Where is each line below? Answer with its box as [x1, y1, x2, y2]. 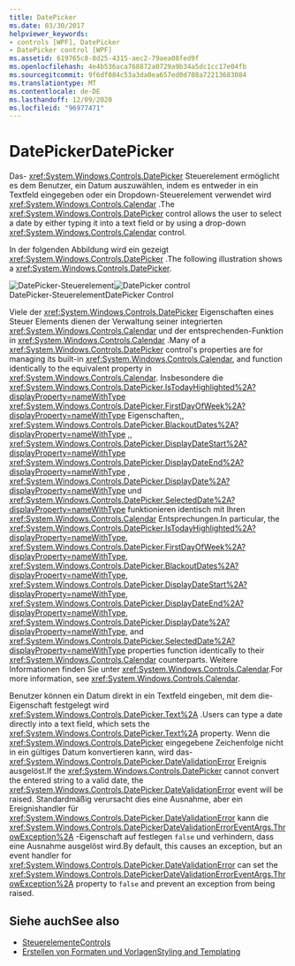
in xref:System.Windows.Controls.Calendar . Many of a [9, 335, 206, 346]
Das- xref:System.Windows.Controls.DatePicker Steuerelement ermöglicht [9, 171, 280, 181]
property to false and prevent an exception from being [75, 878, 276, 889]
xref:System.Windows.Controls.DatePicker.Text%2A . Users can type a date [9, 709, 283, 720]
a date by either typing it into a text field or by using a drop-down [9, 218, 246, 228]
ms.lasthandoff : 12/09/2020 [9, 95, 113, 104]
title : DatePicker [9, 12, 77, 22]
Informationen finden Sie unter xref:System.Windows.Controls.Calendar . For [9, 664, 284, 675]
